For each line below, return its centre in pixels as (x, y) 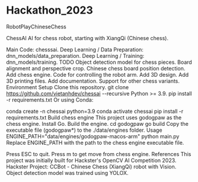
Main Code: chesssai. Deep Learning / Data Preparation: (75, 49)
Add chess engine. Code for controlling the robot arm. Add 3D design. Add (98, 74)
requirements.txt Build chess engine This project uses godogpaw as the (94, 117)
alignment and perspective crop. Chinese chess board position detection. (96, 68)
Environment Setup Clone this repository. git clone (68, 87)
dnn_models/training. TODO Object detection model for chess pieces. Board (99, 62)
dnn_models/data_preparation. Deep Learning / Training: (75, 56)
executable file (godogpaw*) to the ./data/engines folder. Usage (84, 130)
